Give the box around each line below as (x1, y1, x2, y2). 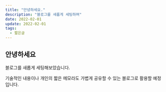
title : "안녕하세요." (5, 7, 45, 12)
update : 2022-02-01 (5, 21, 46, 26)
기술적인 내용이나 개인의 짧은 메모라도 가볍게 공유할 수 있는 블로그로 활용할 (5, 75, 152, 81)
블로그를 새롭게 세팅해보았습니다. (5, 64, 71, 70)
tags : (5, 26, 17, 31)
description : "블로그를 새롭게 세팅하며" (5, 12, 82, 17)
